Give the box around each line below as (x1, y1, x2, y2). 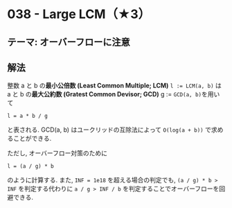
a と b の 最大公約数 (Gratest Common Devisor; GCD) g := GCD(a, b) (7, 90, 202, 98)
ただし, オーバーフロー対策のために (7, 149, 107, 157)
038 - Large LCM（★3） (7, 6, 151, 22)
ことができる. (12, 135, 52, 143)
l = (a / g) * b (7, 163, 54, 170)
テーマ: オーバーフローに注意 (7, 36, 130, 48)
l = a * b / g (7, 112, 48, 120)
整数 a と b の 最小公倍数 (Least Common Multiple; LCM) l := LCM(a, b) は (7, 81, 222, 90)
